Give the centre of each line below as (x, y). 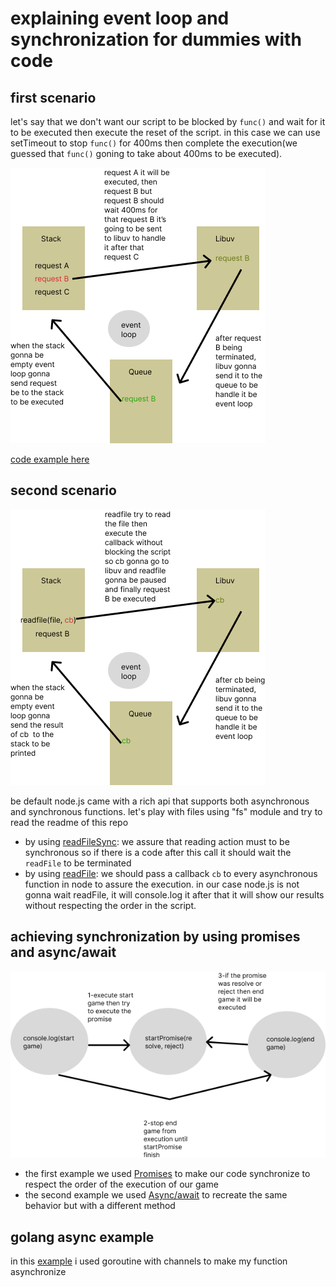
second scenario (63, 490)
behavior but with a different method (100, 1206)
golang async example (82, 1237)
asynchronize (38, 1272)
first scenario (53, 97)
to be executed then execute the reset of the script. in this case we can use (165, 132)
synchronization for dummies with (156, 39)
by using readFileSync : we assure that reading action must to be (157, 841)
